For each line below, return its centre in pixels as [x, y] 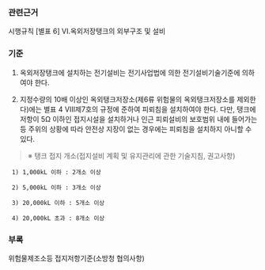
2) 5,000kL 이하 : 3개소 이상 [56, 188]
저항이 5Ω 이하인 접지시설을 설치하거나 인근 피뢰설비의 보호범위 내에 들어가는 [138, 119]
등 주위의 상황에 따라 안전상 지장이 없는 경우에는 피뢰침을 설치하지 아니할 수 [136, 129]
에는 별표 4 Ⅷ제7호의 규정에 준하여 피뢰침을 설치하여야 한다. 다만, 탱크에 [142, 109]
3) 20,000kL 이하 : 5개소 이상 [58, 203]
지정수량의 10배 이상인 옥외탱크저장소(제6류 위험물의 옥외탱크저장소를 [127, 99]
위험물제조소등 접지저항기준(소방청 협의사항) [76, 258]
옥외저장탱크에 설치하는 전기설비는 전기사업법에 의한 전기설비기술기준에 [130, 72]
